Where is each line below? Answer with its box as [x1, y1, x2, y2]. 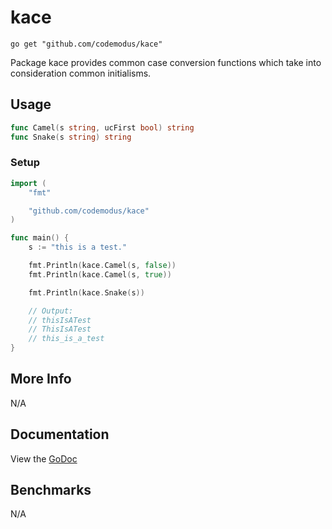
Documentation [10, 426, 110, 443]
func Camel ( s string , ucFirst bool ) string [10, 122, 195, 133]
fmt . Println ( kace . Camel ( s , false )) [28, 261, 177, 271]
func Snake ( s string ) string [10, 132, 132, 142]
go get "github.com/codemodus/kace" [10, 39, 163, 49]
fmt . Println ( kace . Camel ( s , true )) [28, 269, 172, 280]
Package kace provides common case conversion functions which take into [10, 56, 322, 68]
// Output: [28, 306, 74, 316]
